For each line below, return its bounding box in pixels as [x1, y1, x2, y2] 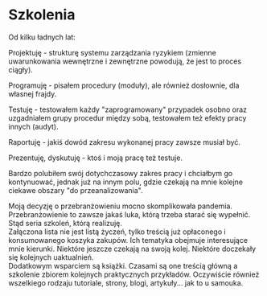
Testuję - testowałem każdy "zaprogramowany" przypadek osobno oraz [8, 105, 248, 114]
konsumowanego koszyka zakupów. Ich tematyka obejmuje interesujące [8, 235, 248, 245]
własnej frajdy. [8, 88, 57, 98]
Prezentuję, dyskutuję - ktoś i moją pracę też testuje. [8, 153, 183, 162]
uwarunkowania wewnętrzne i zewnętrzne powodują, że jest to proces [8, 56, 242, 66]
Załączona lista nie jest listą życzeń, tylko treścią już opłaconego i [8, 227, 227, 236]
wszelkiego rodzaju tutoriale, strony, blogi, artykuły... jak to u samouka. [8, 277, 244, 287]
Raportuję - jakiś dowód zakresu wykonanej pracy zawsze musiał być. [8, 137, 241, 146]
